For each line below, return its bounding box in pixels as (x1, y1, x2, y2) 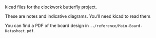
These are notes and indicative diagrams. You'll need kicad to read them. (5, 13, 152, 19)
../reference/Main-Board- (90, 24, 143, 28)
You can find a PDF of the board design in (5, 23, 89, 28)
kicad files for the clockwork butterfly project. (5, 4, 97, 10)
